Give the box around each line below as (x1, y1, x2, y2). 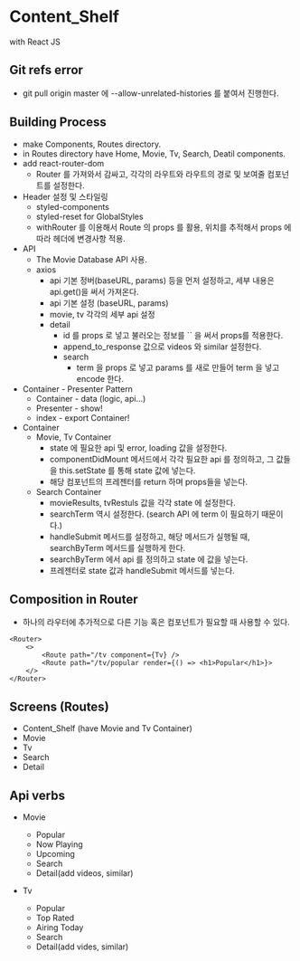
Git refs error (9, 62, 84, 78)
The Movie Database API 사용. (35, 253, 147, 264)
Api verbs (9, 787, 66, 803)
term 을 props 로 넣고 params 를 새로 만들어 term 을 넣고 (76, 362, 280, 373)
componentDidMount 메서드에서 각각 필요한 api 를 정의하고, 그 (49, 453, 275, 464)
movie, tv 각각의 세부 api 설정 (49, 309, 155, 319)
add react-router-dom (22, 157, 105, 168)
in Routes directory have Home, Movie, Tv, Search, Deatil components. (22, 147, 286, 159)
